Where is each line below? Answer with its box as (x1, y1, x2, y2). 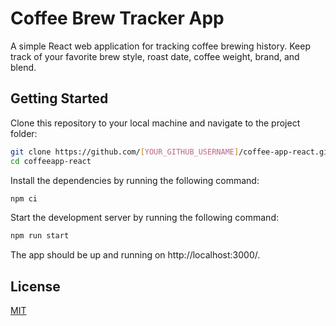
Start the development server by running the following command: (10, 212, 279, 224)
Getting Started (10, 90, 109, 107)
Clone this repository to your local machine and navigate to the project (10, 117, 301, 129)
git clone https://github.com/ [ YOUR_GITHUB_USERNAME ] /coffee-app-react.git (10, 147, 333, 157)
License (10, 278, 61, 295)
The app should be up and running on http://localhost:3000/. (10, 249, 261, 261)
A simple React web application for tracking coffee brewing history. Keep (10, 40, 311, 52)
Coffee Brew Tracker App (10, 7, 225, 30)
